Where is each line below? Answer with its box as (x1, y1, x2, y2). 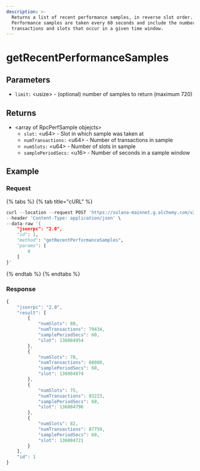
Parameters (6, 75, 51, 85)
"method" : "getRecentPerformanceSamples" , (17, 237, 124, 244)
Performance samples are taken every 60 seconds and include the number (11, 20, 196, 26)
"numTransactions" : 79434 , (37, 327, 105, 333)
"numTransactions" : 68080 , (37, 359, 105, 366)
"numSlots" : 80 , (37, 321, 79, 327)
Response (6, 285, 36, 293)
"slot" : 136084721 (37, 437, 84, 444)
